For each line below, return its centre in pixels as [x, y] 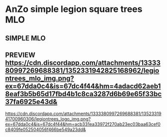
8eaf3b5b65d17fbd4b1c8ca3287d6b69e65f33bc [83, 94]
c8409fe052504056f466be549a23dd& [46, 130]
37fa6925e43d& [31, 101]
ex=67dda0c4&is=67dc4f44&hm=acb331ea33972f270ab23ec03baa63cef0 [83, 124]
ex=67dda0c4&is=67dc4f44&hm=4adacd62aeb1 [83, 86]
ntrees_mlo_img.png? [40, 78]
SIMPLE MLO [25, 38]
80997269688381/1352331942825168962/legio [82, 70]
